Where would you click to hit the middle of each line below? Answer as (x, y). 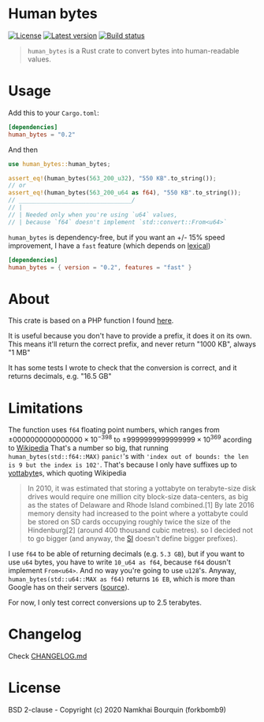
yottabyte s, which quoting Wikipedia (67, 472)
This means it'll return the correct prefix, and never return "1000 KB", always (132, 344)
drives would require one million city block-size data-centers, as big (138, 496)
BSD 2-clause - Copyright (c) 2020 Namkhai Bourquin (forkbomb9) (117, 709)
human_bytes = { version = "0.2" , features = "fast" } (100, 267)
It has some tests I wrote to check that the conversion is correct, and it (123, 368)
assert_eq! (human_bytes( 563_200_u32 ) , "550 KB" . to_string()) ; (112, 178)
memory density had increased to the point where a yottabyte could (138, 513)
